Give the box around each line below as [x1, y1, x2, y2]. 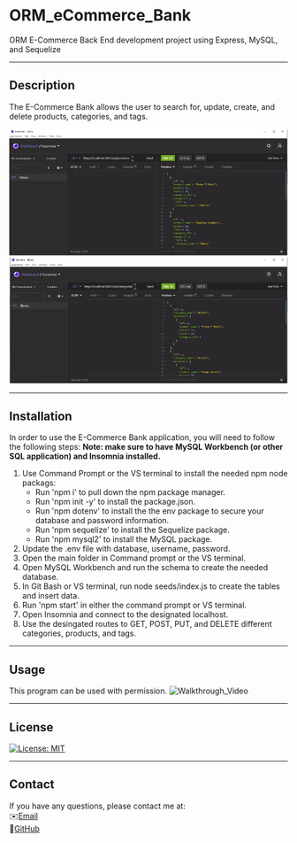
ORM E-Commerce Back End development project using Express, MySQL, [9, 35, 278, 45]
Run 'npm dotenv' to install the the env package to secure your [34, 506, 265, 516]
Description [9, 78, 75, 93]
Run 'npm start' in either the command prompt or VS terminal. [21, 599, 247, 611]
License [9, 719, 54, 735]
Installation [9, 409, 72, 424]
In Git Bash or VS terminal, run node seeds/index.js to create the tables [21, 581, 280, 592]
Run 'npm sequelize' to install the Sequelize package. [34, 524, 230, 536]
